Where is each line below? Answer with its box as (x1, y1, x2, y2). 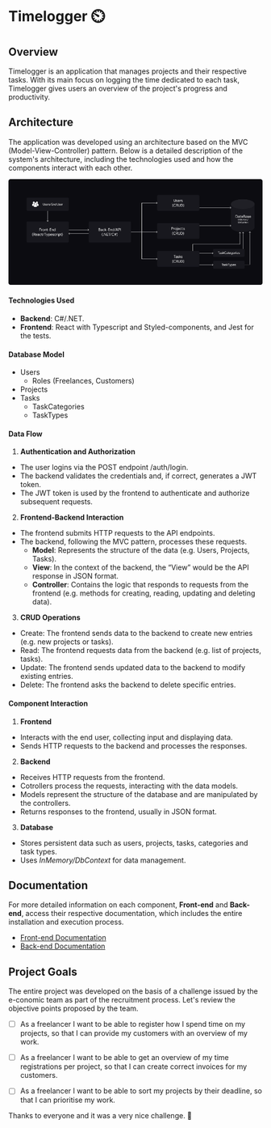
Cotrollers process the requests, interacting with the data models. (19, 781, 239, 791)
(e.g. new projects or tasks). (19, 637, 115, 647)
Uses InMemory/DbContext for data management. (19, 855, 186, 865)
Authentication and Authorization (19, 447, 135, 456)
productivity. (8, 92, 51, 102)
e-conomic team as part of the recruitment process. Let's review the (8, 995, 236, 1005)
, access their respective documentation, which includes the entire (21, 909, 243, 918)
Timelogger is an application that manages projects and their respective (8, 66, 248, 76)
